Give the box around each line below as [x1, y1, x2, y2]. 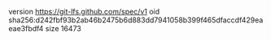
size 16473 [45, 24, 81, 33]
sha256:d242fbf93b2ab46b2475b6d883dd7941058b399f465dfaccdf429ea [8, 15, 264, 25]
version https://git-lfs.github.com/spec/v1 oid [8, 7, 160, 16]
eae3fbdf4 [8, 24, 44, 33]
